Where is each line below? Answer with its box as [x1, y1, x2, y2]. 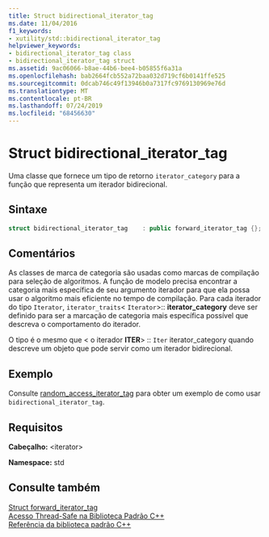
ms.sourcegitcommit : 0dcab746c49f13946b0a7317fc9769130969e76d [8, 79, 226, 87]
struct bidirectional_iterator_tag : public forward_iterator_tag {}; [8, 224, 263, 233]
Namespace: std [8, 458, 65, 468]
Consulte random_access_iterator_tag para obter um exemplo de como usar [8, 388, 261, 398]
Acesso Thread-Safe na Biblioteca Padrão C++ [8, 510, 165, 521]
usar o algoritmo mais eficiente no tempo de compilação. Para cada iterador [8, 294, 262, 304]
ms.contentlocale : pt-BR [8, 94, 92, 103]
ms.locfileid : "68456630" [8, 110, 95, 118]
